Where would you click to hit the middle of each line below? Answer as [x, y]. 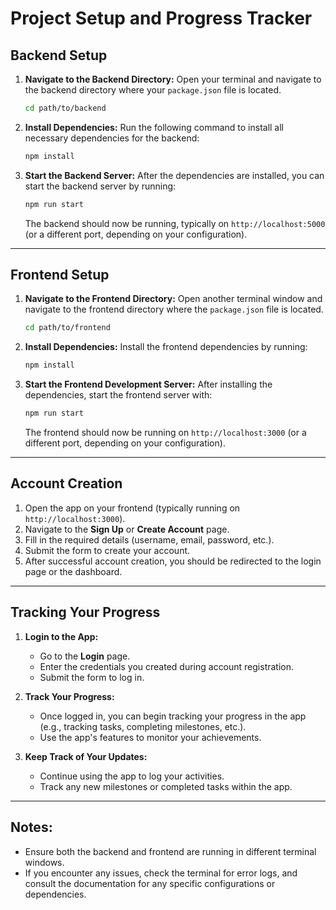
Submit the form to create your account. [107, 550]
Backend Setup [59, 55]
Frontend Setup [60, 275]
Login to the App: [61, 636]
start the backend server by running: [100, 186]
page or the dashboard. [73, 571]
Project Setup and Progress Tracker [161, 18]
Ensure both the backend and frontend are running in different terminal [170, 851]
